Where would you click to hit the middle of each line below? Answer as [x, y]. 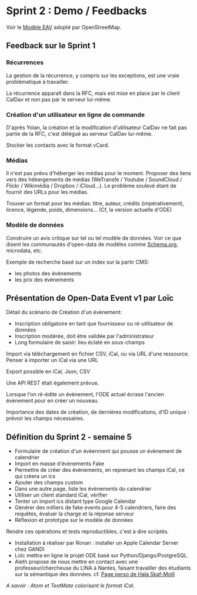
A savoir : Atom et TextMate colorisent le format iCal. [71, 586]
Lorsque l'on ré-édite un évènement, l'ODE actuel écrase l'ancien [85, 395]
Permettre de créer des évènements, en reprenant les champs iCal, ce [100, 470]
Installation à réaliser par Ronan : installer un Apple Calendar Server [96, 543]
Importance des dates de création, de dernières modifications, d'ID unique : [98, 412]
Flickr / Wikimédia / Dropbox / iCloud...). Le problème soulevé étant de [91, 186]
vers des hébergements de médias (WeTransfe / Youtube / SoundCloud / [94, 180]
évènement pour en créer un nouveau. [53, 401]
